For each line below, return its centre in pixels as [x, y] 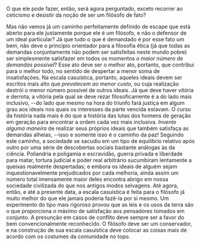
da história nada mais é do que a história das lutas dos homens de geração [99, 116]
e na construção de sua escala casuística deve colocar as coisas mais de [97, 230]
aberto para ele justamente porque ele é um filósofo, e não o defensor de [96, 33]
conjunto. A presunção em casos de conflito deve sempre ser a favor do [95, 217]
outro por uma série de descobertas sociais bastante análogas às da [91, 147]
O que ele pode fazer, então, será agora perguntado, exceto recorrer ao [95, 9]
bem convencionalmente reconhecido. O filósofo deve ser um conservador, [99, 224]
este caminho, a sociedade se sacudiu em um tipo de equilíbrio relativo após [100, 141]
